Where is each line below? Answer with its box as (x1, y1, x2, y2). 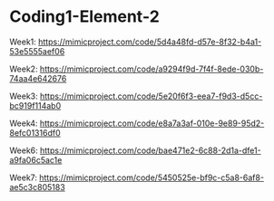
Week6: (9, 145, 38, 156)
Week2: (9, 63, 38, 74)
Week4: (9, 118, 38, 129)
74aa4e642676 (9, 72, 67, 83)
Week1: (9, 36, 36, 47)
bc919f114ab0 (9, 100, 62, 110)
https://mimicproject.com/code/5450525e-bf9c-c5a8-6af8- (39, 172, 265, 183)
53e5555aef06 (9, 45, 65, 56)
